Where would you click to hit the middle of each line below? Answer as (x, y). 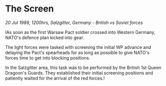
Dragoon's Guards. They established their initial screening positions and (79, 72)
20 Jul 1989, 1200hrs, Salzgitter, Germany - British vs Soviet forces (74, 22)
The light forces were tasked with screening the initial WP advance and (78, 47)
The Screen (29, 9)
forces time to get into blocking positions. (48, 57)
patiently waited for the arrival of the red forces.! (55, 78)
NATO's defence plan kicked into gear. (45, 37)
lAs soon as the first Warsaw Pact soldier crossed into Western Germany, (80, 32)
